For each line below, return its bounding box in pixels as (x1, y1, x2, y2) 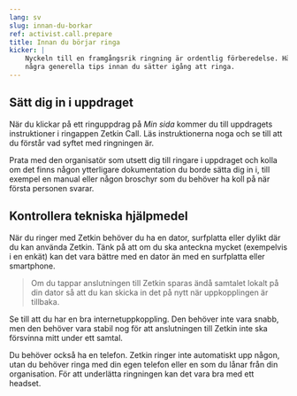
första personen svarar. (9, 182, 95, 193)
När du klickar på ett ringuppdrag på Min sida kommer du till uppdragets (9, 119, 273, 129)
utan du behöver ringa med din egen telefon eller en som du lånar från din (9, 359, 278, 369)
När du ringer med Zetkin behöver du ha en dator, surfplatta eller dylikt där (9, 232, 281, 243)
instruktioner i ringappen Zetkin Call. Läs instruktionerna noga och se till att (9, 128, 283, 138)
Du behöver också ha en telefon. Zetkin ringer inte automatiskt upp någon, (9, 349, 280, 360)
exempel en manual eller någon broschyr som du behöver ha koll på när (9, 174, 270, 184)
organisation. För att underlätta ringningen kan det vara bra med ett (9, 369, 255, 379)
